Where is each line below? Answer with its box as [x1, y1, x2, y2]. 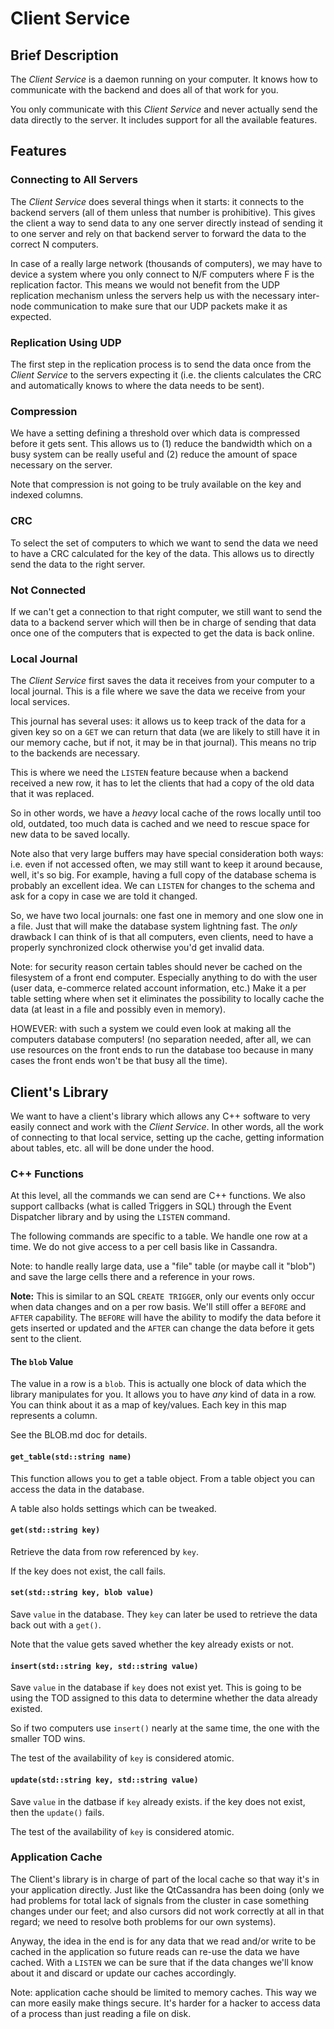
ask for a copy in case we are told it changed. [10, 890, 198, 902]
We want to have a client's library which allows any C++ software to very [10, 1110, 311, 1122]
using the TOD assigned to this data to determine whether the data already [10, 1692, 318, 1704]
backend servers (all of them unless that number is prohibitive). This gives [10, 206, 316, 218]
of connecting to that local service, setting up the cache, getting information [10, 1131, 325, 1143]
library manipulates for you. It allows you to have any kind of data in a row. [10, 1388, 317, 1401]
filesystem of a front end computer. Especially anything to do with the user [10, 972, 318, 984]
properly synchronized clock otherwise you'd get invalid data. [10, 942, 265, 954]
